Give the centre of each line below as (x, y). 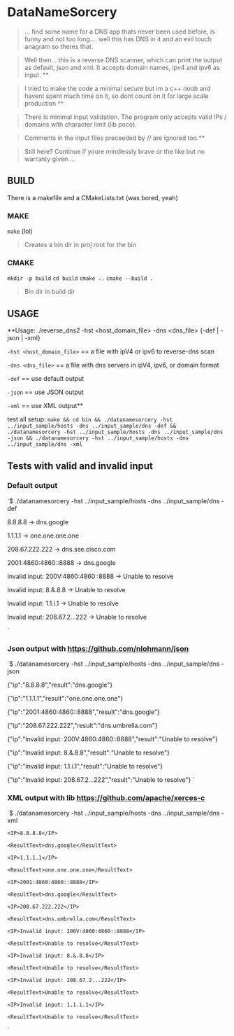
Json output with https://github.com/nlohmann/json (98, 648)
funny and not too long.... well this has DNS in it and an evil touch (118, 38)
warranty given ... (50, 159)
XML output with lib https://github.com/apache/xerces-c (106, 798)
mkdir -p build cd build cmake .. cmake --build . (80, 279)
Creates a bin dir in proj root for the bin (80, 245)
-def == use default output (46, 379)
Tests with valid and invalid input (80, 466)
